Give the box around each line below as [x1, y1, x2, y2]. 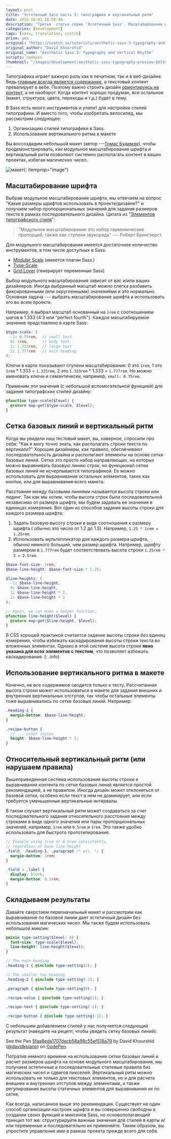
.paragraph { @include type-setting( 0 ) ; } [6, 986, 97, 991]
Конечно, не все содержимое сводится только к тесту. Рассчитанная [6, 682, 157, 688]
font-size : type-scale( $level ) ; [10, 940, 79, 945]
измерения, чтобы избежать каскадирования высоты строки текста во [6, 637, 160, 643]
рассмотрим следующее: [6, 115, 61, 122]
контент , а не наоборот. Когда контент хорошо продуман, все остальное [6, 89, 164, 96]
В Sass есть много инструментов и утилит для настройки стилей [6, 105, 147, 111]
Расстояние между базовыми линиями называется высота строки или [6, 488, 159, 495]
